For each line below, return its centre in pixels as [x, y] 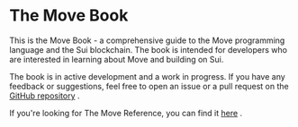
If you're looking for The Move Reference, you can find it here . [126, 113]
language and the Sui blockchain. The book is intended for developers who [149, 49]
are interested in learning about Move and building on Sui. [117, 59]
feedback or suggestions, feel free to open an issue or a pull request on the [149, 86]
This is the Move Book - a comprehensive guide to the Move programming [147, 40]
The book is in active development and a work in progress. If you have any [147, 76]
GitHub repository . [45, 96]
